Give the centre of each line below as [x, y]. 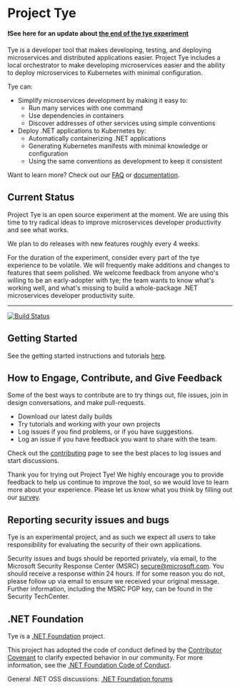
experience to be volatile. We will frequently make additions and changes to [119, 265]
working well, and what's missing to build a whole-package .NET [102, 288]
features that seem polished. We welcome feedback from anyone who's [113, 272]
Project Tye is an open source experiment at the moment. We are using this [118, 214]
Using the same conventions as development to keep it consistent [125, 161]
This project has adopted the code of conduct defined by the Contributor [115, 650]
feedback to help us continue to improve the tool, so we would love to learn [118, 482]
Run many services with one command [85, 108]
